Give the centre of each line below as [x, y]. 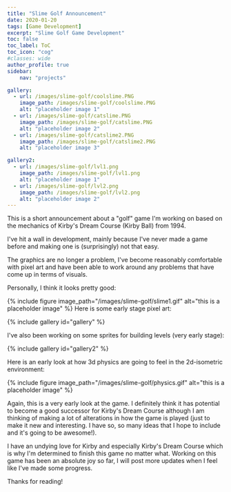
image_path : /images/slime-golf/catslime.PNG [86, 122]
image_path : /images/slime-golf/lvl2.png [80, 193]
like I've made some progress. [50, 468]
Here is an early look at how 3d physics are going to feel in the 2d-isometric [115, 362]
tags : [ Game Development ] [44, 26]
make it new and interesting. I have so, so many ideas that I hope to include [114, 426]
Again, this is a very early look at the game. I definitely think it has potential [113, 404]
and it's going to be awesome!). [52, 433]
